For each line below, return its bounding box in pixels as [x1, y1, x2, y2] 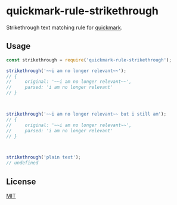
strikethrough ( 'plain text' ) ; [6, 154, 82, 160]
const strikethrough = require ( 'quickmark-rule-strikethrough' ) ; [6, 57, 172, 63]
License [6, 176, 36, 187]
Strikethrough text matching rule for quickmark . [6, 24, 123, 31]
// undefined [6, 160, 39, 166]
